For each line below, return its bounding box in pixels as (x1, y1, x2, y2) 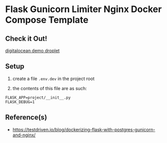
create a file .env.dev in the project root (12, 76, 95, 82)
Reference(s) (5, 113, 47, 122)
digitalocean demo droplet (5, 48, 60, 53)
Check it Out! (5, 34, 48, 43)
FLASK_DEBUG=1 (5, 99, 35, 104)
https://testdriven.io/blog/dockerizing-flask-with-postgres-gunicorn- (12, 126, 155, 132)
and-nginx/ (12, 132, 36, 138)
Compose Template (5, 14, 89, 26)
